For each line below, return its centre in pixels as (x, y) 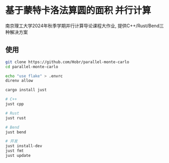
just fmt (15, 151)
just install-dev (24, 146)
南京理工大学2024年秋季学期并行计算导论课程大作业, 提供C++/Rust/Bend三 (84, 26)
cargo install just (26, 90)
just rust (16, 118)
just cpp (15, 104)
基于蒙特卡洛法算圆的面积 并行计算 (78, 11)
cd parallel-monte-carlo (32, 67)
